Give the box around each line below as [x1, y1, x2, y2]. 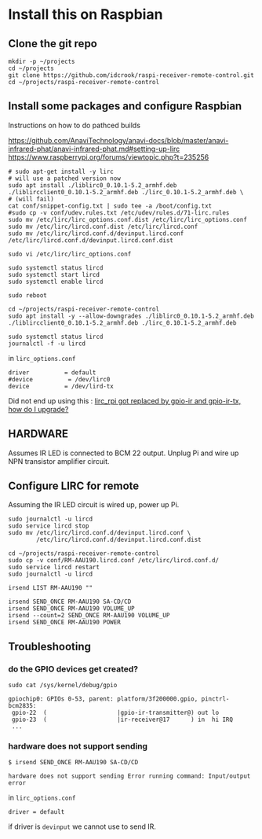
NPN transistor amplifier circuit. [8, 456, 110, 465]
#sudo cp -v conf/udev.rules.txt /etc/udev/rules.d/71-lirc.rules [8, 208, 230, 217]
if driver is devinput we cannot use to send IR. [8, 822, 157, 831]
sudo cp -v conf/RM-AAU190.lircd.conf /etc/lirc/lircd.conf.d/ [8, 557, 220, 565]
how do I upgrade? [8, 404, 69, 414]
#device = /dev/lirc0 [8, 375, 111, 383]
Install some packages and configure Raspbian [8, 100, 242, 113]
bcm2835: [8, 702, 37, 710]
